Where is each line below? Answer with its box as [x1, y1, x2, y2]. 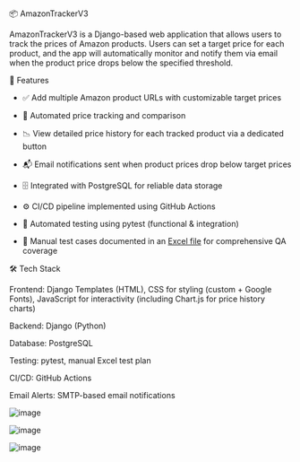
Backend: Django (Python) [9, 320, 107, 331]
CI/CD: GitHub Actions [9, 372, 92, 383]
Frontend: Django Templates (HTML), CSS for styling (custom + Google [9, 284, 272, 294]
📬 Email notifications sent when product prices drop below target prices [21, 159, 292, 170]
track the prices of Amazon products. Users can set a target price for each [9, 39, 285, 48]
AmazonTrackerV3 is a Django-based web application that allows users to [9, 29, 282, 39]
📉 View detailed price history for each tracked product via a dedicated [21, 128, 285, 138]
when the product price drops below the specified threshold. [9, 57, 234, 68]
